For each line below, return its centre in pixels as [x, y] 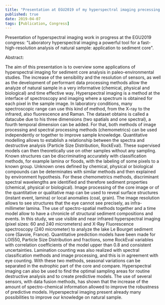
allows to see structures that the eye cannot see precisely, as [67, 203]
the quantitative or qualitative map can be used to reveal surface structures [82, 193]
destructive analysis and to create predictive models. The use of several [79, 276]
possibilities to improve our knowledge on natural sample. [64, 297]
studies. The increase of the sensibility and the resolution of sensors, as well [83, 77]
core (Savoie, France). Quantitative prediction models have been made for [80, 235]
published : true [22, 14]
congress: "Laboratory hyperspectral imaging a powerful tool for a [73, 43]
